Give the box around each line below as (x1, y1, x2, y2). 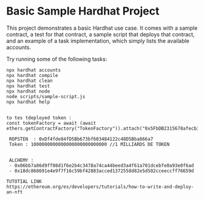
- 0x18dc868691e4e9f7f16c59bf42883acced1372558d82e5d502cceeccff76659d (8, 168, 194, 174)
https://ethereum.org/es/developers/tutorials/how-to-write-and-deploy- (6, 184, 194, 190)
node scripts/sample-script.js (6, 93, 86, 99)
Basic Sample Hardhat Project (6, 4, 160, 18)
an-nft (6, 189, 23, 195)
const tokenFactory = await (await (6, 120, 97, 126)
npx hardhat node (6, 88, 50, 95)
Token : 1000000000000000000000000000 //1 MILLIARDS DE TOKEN (8, 141, 170, 147)
